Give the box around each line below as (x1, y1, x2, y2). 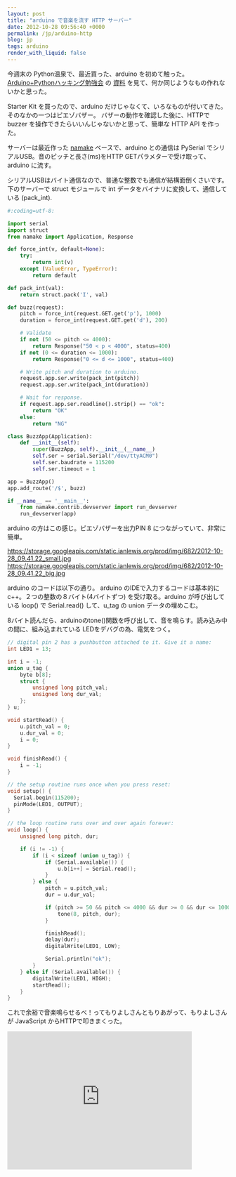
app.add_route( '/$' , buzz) (7, 485, 86, 492)
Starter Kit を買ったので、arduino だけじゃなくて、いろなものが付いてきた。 (7, 102, 227, 110)
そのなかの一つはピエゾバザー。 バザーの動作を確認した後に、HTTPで (7, 110, 210, 119)
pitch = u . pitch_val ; (44, 885, 109, 892)
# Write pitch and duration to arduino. (20, 368, 140, 376)
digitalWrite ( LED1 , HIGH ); (32, 975, 112, 982)
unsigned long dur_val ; (32, 691, 102, 698)
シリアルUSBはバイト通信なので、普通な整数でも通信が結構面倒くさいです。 (7, 176, 228, 184)
